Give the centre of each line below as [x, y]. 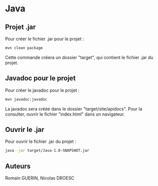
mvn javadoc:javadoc [26, 99]
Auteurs [18, 166]
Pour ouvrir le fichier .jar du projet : [41, 141]
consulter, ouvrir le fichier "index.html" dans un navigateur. [65, 114]
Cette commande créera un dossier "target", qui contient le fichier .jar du [79, 57]
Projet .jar [20, 27]
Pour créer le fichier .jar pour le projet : [44, 39]
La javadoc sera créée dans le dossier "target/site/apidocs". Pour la [74, 109]
